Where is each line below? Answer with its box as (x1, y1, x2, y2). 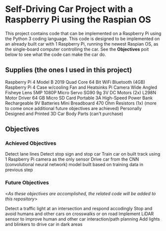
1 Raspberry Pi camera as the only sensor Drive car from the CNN (5, 156, 139, 162)
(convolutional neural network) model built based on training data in (5, 162, 144, 168)
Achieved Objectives (5, 140, 56, 147)
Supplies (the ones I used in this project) (5, 66, 132, 74)
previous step (5, 167, 33, 173)
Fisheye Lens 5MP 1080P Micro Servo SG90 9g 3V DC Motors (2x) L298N (5, 89, 157, 95)
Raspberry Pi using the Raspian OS (5, 14, 151, 25)
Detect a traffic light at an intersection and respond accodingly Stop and (5, 205, 153, 211)
